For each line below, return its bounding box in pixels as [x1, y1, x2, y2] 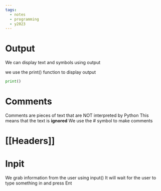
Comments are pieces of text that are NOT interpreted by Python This [5, 112, 149, 118]
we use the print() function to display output [5, 69, 96, 75]
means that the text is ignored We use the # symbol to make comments [5, 118, 153, 123]
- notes [10, 12, 26, 17]
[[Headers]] [5, 135, 55, 147]
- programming [10, 17, 39, 22]
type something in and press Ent [5, 180, 72, 186]
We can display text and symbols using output [5, 60, 101, 66]
